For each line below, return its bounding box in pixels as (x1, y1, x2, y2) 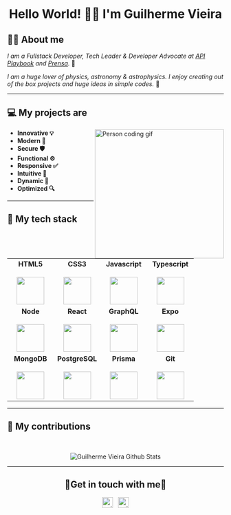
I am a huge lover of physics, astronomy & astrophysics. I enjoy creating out (7, 72, 223, 81)
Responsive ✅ (16, 161, 58, 169)
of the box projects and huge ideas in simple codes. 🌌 (7, 80, 160, 88)
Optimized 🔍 (16, 184, 55, 192)
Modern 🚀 (16, 136, 46, 145)
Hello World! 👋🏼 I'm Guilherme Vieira (9, 6, 222, 22)
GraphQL (109, 306, 139, 316)
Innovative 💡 (16, 129, 54, 137)
